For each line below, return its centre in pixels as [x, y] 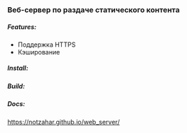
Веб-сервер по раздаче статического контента [93, 10]
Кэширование [39, 52]
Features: [22, 27]
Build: [16, 86]
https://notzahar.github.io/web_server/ [64, 122]
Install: [18, 68]
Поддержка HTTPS [47, 45]
